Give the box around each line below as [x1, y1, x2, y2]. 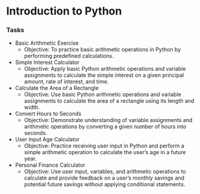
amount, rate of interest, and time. [24, 78, 109, 85]
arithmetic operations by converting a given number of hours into [24, 123, 187, 131]
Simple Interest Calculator [15, 59, 80, 66]
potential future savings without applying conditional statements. [24, 181, 185, 188]
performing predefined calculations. [24, 53, 114, 60]
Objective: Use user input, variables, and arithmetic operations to [24, 168, 186, 175]
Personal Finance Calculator [15, 161, 86, 169]
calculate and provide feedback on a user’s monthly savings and [24, 174, 185, 182]
